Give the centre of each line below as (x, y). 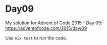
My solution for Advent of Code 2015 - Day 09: (54, 23)
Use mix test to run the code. (36, 38)
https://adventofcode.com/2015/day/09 (46, 28)
